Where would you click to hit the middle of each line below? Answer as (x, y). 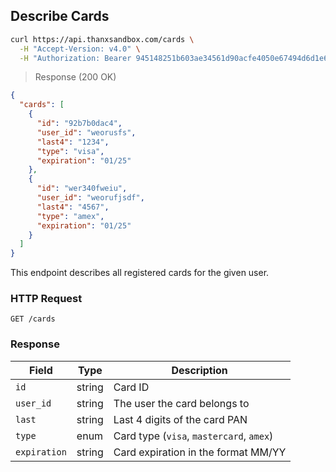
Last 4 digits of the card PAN (180, 419)
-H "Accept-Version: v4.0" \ (80, 49)
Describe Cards (60, 16)
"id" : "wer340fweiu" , (82, 189)
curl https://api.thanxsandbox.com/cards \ (102, 39)
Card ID (131, 387)
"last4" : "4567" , (73, 207)
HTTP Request (46, 299)
